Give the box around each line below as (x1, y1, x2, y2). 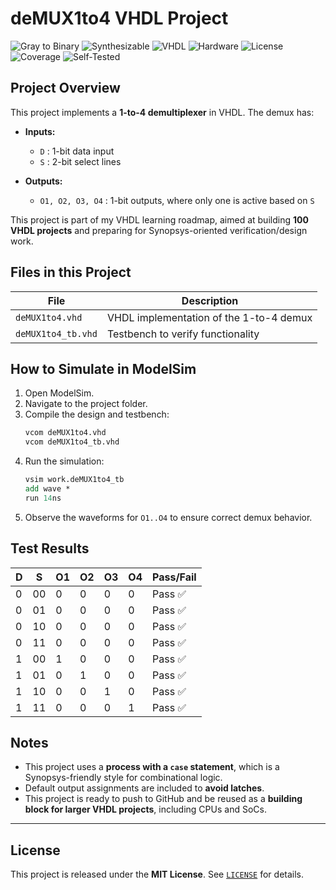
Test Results (10, 540, 90, 557)
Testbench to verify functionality (106, 327, 260, 341)
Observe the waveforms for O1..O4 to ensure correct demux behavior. (24, 511, 313, 523)
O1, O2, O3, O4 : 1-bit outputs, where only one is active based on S (39, 194, 315, 206)
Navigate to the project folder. (24, 398, 148, 410)
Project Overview (10, 80, 121, 97)
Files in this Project (10, 264, 132, 281)
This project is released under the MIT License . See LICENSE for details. (10, 868, 305, 881)
